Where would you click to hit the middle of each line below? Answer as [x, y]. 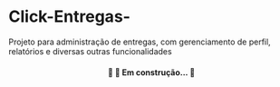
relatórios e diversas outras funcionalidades [91, 51]
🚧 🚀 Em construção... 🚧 [151, 72]
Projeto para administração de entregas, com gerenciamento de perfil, [140, 42]
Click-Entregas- [69, 17]
